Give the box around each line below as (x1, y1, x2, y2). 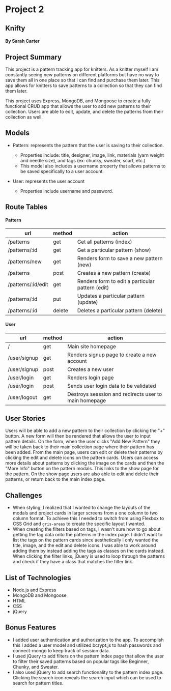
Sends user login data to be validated (67, 382, 156, 389)
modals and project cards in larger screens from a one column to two (12, 510, 158, 516)
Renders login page (67, 374, 114, 381)
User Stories (5, 414, 46, 423)
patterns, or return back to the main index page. (5, 476, 106, 482)
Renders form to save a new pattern (77, 255, 163, 262)
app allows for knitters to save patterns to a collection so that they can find (5, 82, 162, 89)
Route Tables (5, 203, 48, 212)
